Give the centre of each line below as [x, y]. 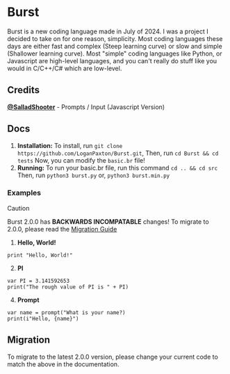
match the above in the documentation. [63, 364]
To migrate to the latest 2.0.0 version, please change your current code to [113, 357]
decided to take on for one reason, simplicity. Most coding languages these [115, 38]
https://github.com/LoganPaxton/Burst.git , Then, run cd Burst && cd [118, 153]
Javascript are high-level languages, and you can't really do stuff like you [112, 60]
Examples [24, 193]
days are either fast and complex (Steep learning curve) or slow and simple [115, 46]
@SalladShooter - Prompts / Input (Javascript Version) [86, 107]
